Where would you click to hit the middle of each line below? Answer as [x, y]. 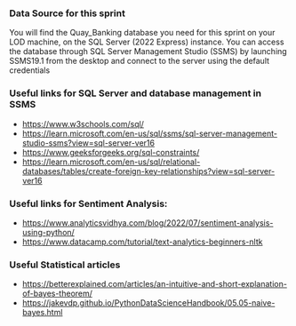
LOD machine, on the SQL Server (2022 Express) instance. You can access [147, 42]
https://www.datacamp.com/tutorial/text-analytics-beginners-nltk [142, 242]
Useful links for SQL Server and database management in [136, 93]
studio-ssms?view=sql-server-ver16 [88, 143]
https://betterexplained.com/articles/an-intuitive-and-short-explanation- [154, 284]
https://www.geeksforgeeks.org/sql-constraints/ [111, 152]
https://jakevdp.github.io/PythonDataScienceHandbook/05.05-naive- [148, 303]
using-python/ [48, 232]
